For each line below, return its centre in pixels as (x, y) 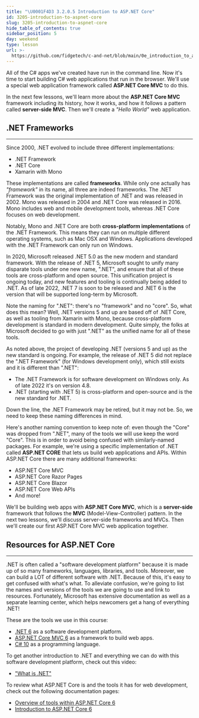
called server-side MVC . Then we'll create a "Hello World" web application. (99, 109)
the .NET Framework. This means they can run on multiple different (88, 232)
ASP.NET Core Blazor (41, 483)
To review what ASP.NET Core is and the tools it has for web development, (97, 685)
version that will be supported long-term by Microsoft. (72, 295)
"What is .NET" (33, 674)
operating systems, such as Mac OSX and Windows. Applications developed (99, 239)
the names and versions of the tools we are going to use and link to (88, 590)
